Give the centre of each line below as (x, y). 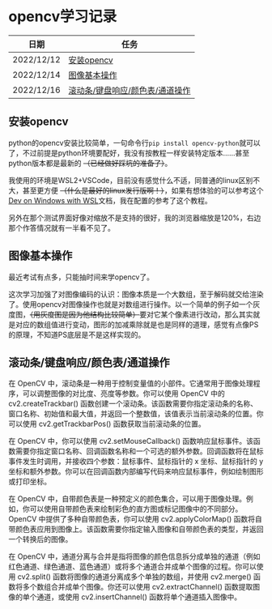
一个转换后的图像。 (40, 539)
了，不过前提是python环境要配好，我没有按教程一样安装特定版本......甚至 (129, 153)
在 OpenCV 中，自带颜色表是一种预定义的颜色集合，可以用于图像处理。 (127, 499)
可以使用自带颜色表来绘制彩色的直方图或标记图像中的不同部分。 (136, 509)
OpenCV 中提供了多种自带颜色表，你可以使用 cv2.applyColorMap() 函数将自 (136, 519)
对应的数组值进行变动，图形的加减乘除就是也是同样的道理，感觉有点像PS (137, 324)
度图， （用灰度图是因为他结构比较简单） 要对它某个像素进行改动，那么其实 (131, 314)
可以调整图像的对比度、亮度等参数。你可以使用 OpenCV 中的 (123, 394)
